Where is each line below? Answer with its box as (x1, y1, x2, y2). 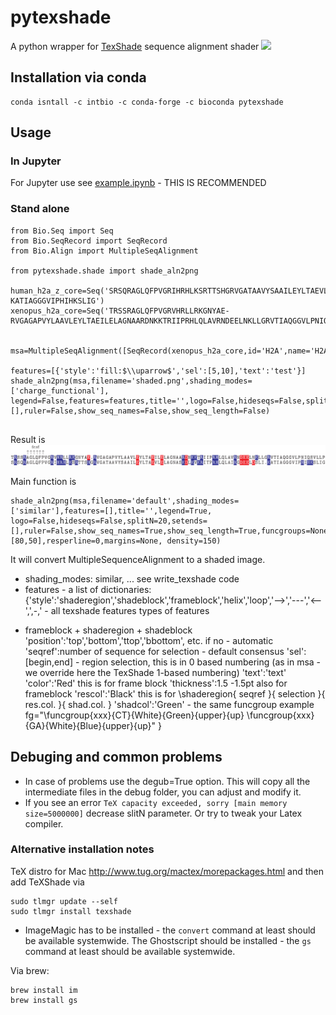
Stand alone (10, 202, 70, 216)
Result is (10, 433, 46, 445)
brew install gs (10, 995, 78, 1005)
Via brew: (10, 964, 50, 976)
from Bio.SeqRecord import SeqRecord (10, 236, 168, 246)
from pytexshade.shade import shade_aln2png (10, 266, 199, 276)
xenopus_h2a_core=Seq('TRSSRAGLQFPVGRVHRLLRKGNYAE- (10, 306, 230, 316)
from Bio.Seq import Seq (10, 226, 114, 236)
